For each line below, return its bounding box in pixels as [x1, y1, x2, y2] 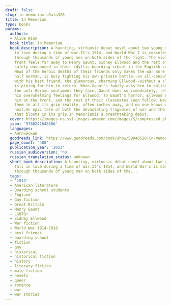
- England [10, 192, 31, 197]
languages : [10, 126, 33, 131]
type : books [5, 21, 31, 27]
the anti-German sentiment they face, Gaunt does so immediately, [14, 88, 158, 93]
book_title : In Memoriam [10, 41, 63, 46]
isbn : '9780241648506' [10, 121, 58, 126]
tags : [10, 173, 22, 179]
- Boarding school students [10, 188, 70, 193]
